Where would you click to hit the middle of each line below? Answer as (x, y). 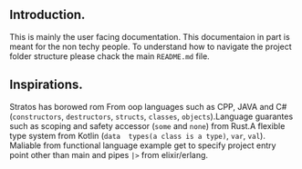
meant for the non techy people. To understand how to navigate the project (151, 46)
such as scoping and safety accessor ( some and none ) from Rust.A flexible (147, 125)
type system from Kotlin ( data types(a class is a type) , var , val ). (138, 135)
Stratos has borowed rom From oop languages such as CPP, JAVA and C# (148, 106)
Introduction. (47, 15)
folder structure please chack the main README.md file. (109, 56)
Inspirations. (47, 85)
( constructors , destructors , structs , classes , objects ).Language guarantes (151, 116)
